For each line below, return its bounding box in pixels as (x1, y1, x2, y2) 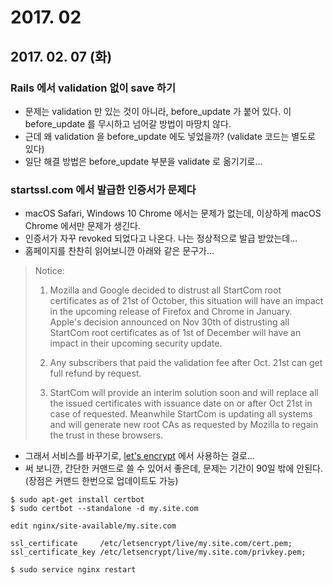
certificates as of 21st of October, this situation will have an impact (49, 295, 324, 307)
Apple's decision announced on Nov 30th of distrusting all (49, 316, 290, 328)
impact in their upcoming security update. (49, 337, 223, 350)
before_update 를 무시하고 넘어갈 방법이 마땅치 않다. (24, 117, 232, 130)
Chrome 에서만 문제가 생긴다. (24, 220, 141, 232)
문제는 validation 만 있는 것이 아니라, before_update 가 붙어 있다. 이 (24, 105, 292, 117)
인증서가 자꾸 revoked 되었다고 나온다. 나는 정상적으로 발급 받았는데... (24, 232, 298, 245)
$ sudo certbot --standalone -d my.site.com (10, 504, 199, 514)
